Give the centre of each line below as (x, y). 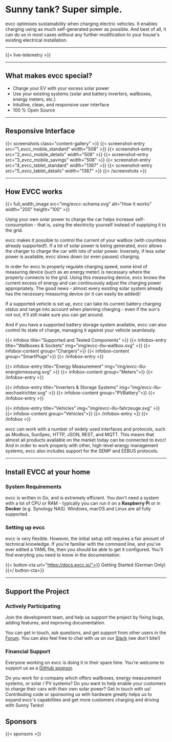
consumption (19, 225)
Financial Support (28, 651)
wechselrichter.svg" (26, 393)
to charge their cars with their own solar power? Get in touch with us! (78, 689)
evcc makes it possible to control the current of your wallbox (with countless (86, 240)
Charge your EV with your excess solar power (61, 88)
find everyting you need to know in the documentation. (63, 555)
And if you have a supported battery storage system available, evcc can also (86, 325)
